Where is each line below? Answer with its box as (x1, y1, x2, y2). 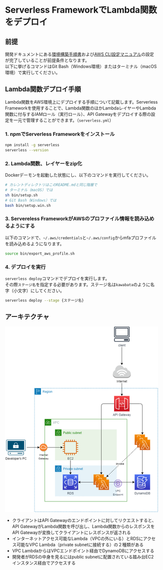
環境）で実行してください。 (5, 70, 61, 75)
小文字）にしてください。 (13, 288, 65, 294)
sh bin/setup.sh (5, 193, 38, 198)
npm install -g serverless (5, 143, 60, 147)
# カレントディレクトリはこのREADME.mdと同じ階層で (5, 183, 98, 187)
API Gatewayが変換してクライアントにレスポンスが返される (12, 530, 131, 535)
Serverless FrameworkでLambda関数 (5, 4, 157, 16)
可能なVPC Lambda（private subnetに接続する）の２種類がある (16, 542, 144, 548)
